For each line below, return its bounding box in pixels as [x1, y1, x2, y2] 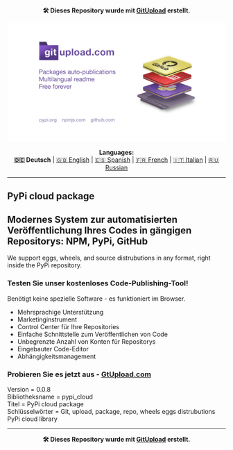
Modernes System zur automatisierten [7, 213, 178, 225]
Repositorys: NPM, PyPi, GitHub [7, 235, 148, 247]
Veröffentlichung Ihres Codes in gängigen [7, 224, 192, 236]
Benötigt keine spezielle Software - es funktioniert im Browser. [7, 294, 186, 303]
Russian [105, 163, 128, 172]
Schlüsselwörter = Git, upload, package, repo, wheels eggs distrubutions [7, 407, 216, 415]
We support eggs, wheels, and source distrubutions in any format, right [7, 253, 211, 262]
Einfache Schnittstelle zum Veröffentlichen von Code [17, 330, 169, 338]
